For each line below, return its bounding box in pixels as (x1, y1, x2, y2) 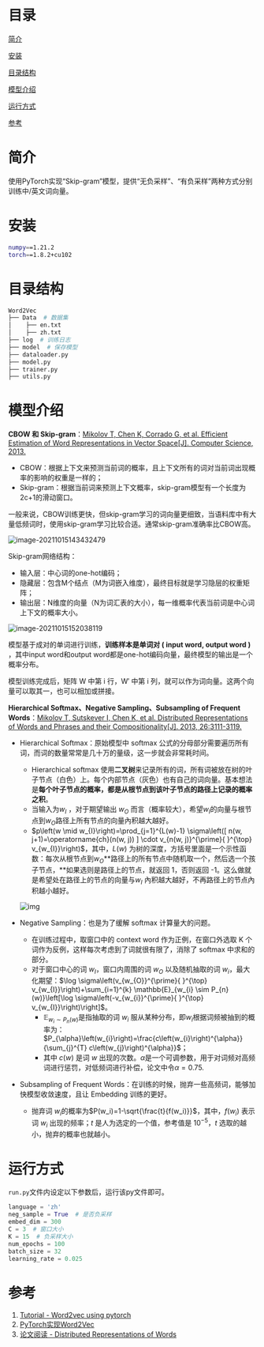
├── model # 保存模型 (8, 343, 78, 351)
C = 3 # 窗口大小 (8, 1225, 65, 1233)
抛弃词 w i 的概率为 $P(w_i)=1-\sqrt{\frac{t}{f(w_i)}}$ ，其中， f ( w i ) (31, 1107, 240, 1118)
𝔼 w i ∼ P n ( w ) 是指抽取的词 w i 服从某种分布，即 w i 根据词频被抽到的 (43, 1013, 248, 1025)
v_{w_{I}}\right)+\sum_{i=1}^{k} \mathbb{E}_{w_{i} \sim (31, 985, 210, 994)
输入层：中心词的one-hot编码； (19, 568, 122, 578)
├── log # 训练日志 (8, 336, 71, 344)
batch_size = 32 (8, 1247, 61, 1255)
